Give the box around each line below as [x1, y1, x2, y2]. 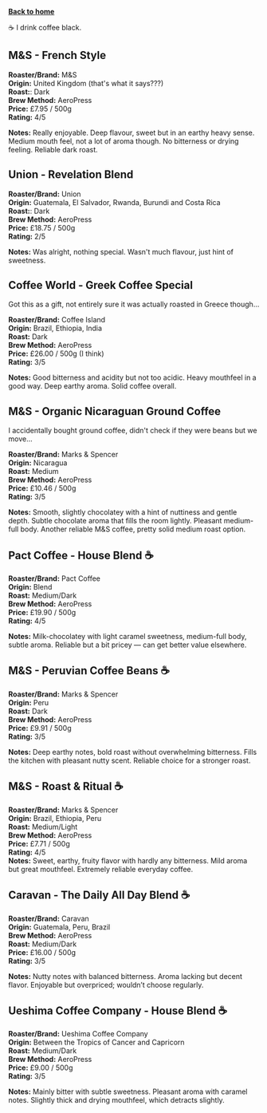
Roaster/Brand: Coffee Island [8, 315, 106, 325]
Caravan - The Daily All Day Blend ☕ [8, 889, 190, 902]
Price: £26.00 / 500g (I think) [8, 349, 104, 358]
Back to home [8, 7, 55, 16]
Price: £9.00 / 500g [8, 1063, 73, 1072]
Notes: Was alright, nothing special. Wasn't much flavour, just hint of [8, 247, 234, 256]
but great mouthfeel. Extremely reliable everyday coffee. [8, 864, 194, 874]
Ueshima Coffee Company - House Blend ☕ [8, 1004, 228, 1017]
